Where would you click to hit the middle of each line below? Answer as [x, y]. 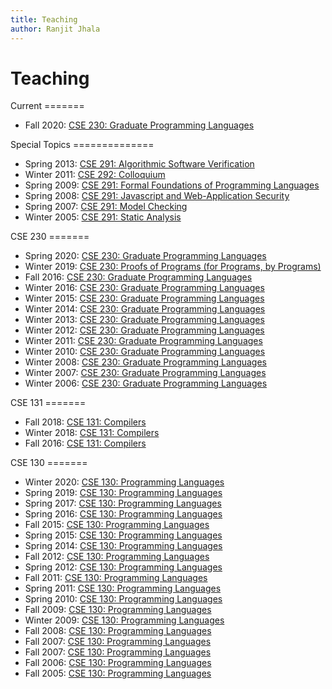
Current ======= [47, 106]
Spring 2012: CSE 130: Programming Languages [123, 567]
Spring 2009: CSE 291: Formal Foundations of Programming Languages [172, 185]
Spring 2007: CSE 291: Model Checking [106, 207]
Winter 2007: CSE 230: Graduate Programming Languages [145, 373]
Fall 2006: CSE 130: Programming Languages [118, 663]
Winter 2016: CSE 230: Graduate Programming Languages [144, 288]
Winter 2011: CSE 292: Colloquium [95, 175]
